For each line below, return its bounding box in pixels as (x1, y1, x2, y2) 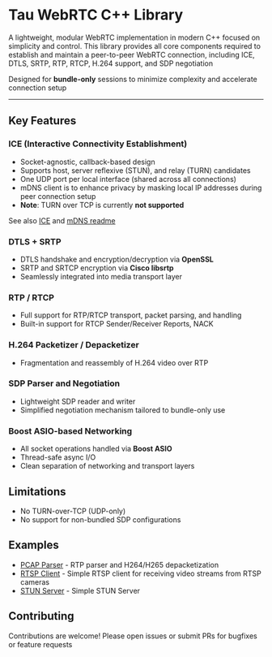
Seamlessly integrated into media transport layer (19, 271, 182, 281)
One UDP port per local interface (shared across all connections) (19, 174, 237, 184)
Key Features (8, 114, 77, 128)
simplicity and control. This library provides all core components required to (8, 41, 261, 50)
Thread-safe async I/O (19, 452, 96, 462)
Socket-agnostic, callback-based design (19, 157, 155, 166)
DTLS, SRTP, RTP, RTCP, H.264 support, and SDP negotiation (8, 58, 213, 68)
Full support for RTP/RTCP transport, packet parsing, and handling (19, 310, 242, 320)
